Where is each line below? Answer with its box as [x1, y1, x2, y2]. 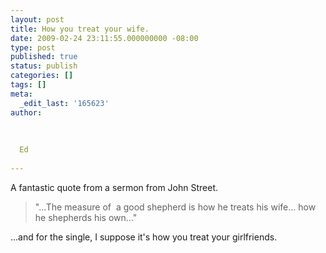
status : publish [10, 61, 78, 71]
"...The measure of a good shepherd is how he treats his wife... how [34, 201, 317, 213]
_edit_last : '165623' [19, 98, 110, 108]
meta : [10, 89, 33, 99]
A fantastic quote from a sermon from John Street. [10, 181, 219, 193]
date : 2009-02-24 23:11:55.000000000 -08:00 [10, 33, 199, 43]
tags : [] [10, 80, 47, 90]
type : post [10, 42, 56, 53]
